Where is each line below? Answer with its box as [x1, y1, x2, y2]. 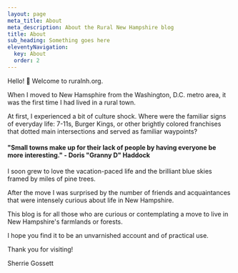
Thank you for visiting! [7, 244, 74, 254]
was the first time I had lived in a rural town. [7, 98, 136, 106]
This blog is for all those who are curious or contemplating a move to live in [7, 209, 229, 218]
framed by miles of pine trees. [7, 174, 96, 183]
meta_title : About [7, 17, 62, 24]
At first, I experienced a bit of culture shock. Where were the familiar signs [7, 111, 227, 120]
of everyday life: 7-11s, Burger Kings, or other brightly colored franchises [7, 119, 222, 128]
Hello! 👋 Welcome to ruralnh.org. [7, 76, 104, 85]
